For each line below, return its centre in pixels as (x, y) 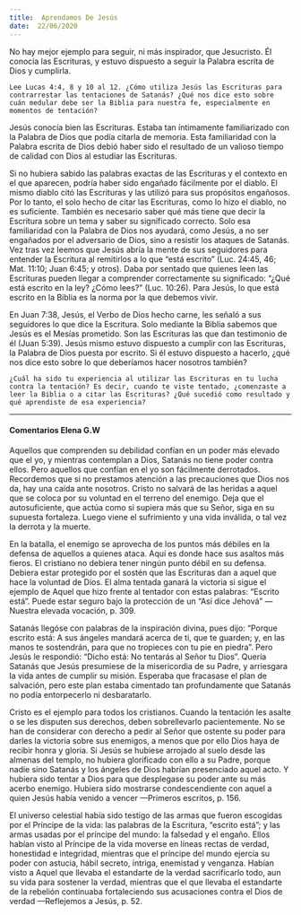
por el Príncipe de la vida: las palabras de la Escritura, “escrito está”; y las (145, 824)
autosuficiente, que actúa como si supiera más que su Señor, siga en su (142, 507)
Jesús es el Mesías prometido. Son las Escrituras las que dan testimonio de (148, 334)
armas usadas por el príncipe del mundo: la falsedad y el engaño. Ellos (140, 834)
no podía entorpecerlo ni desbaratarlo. (81, 694)
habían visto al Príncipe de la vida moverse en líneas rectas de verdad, (139, 843)
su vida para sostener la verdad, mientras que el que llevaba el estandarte (146, 882)
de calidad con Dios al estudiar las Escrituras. (93, 156)
